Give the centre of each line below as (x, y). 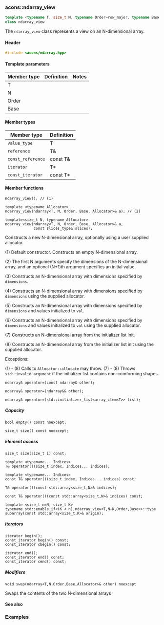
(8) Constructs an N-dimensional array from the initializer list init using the (79, 344)
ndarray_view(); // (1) (29, 198)
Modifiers (15, 572)
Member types (20, 122)
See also (14, 604)
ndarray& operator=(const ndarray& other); (50, 383)
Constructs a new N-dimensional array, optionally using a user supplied (77, 237)
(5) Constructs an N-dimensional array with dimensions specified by (74, 305)
